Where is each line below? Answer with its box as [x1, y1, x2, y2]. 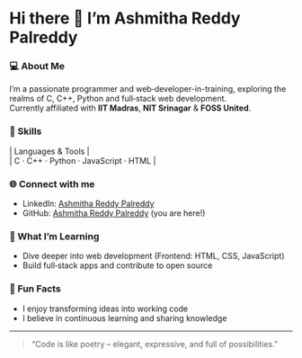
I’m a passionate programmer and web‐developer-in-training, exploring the [9, 84, 287, 94]
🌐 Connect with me [9, 177, 95, 190]
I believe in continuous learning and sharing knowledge [22, 312, 227, 323]
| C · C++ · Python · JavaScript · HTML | [9, 155, 156, 166]
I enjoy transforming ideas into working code [22, 303, 189, 314]
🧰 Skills [9, 125, 42, 138]
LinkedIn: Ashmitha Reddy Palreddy [22, 198, 155, 210]
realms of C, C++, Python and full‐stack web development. [9, 94, 227, 104]
